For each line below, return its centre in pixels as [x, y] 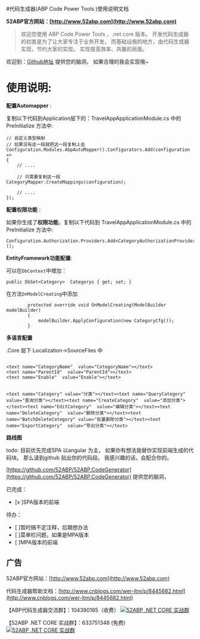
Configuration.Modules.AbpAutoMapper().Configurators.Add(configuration [98, 150]
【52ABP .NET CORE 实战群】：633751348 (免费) [66, 622]
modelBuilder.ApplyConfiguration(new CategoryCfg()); [106, 321]
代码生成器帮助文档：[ [33, 591]
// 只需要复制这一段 [39, 177]
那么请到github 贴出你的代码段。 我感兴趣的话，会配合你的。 [98, 457]
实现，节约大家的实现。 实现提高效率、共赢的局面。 [84, 49]
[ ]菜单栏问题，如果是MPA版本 [52, 535]
